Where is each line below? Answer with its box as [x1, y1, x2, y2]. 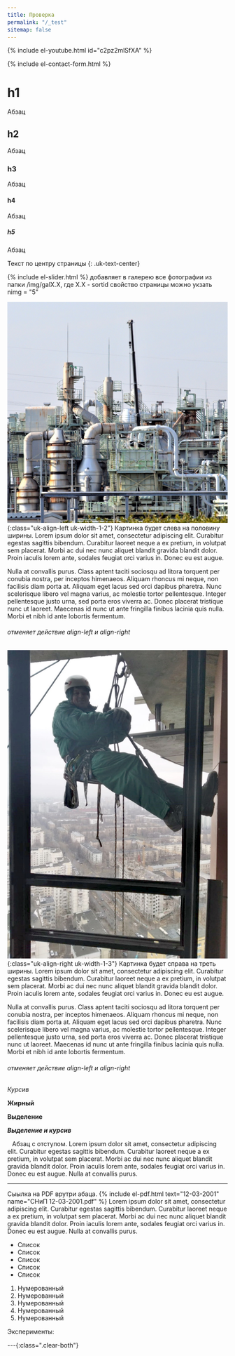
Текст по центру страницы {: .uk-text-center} [7, 259, 141, 267]
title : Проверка [7, 11, 55, 18]
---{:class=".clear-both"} [7, 1341, 79, 1350]
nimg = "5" [7, 288, 38, 296]
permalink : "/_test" [7, 18, 68, 26]
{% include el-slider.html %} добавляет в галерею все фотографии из [7, 272, 212, 281]
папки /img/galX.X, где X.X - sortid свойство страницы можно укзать [7, 280, 213, 288]
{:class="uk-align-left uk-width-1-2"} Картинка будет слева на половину [7, 524, 220, 532]
